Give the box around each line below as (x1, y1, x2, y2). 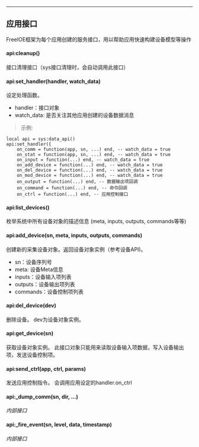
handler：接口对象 (14, 104, 60, 112)
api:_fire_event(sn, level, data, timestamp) (6, 421, 113, 428)
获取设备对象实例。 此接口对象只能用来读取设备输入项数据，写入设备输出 (6, 344, 184, 351)
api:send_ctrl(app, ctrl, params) (6, 365, 86, 372)
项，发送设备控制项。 (6, 351, 58, 359)
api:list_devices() (6, 204, 50, 211)
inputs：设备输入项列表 (14, 273, 72, 280)
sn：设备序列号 (14, 258, 52, 265)
